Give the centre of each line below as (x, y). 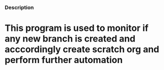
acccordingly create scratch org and (82, 49)
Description (19, 7)
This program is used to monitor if (77, 28)
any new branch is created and (70, 39)
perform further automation (64, 60)
